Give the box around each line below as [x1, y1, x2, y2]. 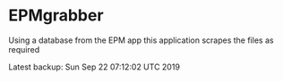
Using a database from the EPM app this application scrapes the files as [8, 35, 274, 45]
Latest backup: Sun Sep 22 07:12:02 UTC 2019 [8, 61, 181, 72]
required [8, 44, 40, 54]
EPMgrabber [8, 5, 104, 26]
